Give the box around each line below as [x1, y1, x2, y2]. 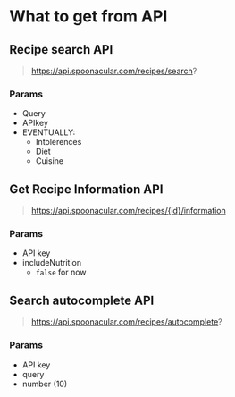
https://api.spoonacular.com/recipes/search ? [30, 65, 197, 76]
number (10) [21, 378, 68, 389]
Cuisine [35, 156, 64, 166]
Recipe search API [9, 42, 113, 57]
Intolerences [35, 137, 82, 148]
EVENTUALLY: [21, 127, 76, 138]
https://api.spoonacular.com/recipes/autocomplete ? [30, 317, 223, 327]
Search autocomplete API [9, 292, 155, 308]
